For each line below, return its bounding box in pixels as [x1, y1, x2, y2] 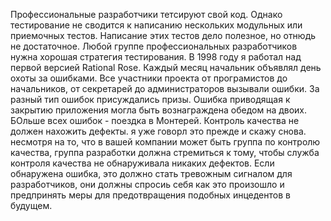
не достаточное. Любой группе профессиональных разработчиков [10, 40, 298, 52]
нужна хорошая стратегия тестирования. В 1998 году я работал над [10, 51, 302, 63]
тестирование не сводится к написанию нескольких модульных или [10, 19, 303, 31]
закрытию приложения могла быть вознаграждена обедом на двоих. [10, 104, 308, 116]
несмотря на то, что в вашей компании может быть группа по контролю [10, 136, 321, 148]
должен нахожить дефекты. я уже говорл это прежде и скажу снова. [10, 125, 307, 137]
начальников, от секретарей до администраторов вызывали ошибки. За [10, 83, 320, 94]
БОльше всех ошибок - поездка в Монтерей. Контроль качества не [10, 115, 300, 126]
